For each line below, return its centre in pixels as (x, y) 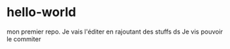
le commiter (24, 38)
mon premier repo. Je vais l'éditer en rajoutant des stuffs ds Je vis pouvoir (115, 31)
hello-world (42, 12)
